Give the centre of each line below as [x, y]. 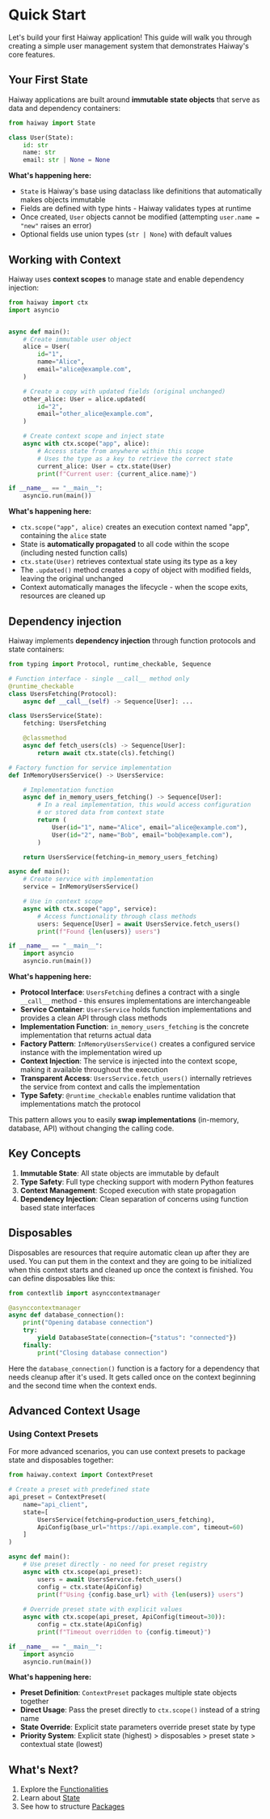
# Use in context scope [63, 901]
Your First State [49, 80]
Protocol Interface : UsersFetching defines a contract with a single [130, 992]
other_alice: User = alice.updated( [85, 399]
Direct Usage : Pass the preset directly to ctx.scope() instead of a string [140, 1710]
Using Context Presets [53, 1434]
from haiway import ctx [49, 302]
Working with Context [65, 259]
